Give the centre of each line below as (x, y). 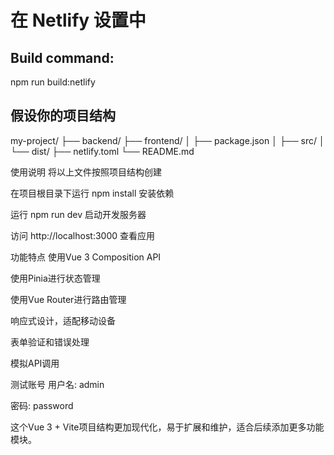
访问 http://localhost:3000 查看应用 (82, 235)
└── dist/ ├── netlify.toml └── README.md (102, 151)
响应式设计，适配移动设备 (63, 320)
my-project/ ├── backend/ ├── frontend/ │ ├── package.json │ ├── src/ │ (167, 140)
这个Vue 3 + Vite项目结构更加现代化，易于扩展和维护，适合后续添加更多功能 (167, 427)
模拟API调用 (35, 363)
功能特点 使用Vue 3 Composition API (86, 257)
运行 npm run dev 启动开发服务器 (78, 214)
